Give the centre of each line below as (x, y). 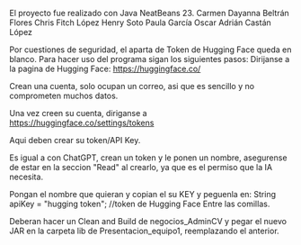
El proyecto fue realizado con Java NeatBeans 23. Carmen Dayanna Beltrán (149, 13)
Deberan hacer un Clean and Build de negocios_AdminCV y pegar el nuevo (148, 221)
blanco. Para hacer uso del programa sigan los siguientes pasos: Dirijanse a (150, 59)
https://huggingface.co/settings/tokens (82, 122)
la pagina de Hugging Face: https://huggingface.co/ (105, 68)
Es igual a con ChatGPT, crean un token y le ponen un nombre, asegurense (148, 158)
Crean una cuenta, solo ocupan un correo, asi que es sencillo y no (132, 86)
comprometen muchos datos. (64, 95)
